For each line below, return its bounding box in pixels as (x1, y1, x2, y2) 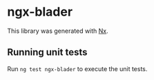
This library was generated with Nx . (7, 27, 108, 35)
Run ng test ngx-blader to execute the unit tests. (7, 64, 148, 72)
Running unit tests (7, 46, 88, 58)
